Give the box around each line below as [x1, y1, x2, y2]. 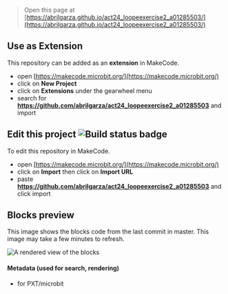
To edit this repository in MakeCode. [7, 147, 110, 155]
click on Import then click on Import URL [17, 167, 134, 176]
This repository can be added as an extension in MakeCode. [7, 59, 180, 67]
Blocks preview [7, 209, 74, 221]
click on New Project [17, 79, 77, 87]
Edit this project [7, 129, 76, 140]
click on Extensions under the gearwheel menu [17, 86, 153, 95]
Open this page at [23, 6, 75, 14]
